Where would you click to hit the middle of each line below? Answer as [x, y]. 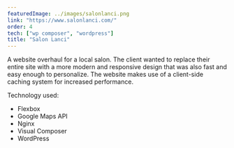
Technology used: [33, 96]
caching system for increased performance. [71, 82]
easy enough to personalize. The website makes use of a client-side [105, 75]
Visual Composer [42, 131]
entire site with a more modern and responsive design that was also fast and [117, 67]
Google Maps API [42, 117]
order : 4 [20, 27]
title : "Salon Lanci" [39, 40]
